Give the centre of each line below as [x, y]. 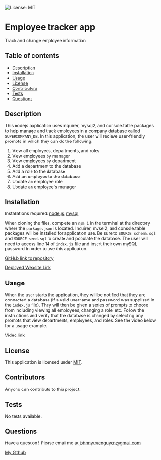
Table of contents [32, 56]
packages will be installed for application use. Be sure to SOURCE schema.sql [80, 233]
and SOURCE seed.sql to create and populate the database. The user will [76, 239]
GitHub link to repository [30, 258]
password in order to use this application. [47, 249]
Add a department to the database [46, 166]
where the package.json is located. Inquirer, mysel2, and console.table [75, 228]
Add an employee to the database [46, 176]
